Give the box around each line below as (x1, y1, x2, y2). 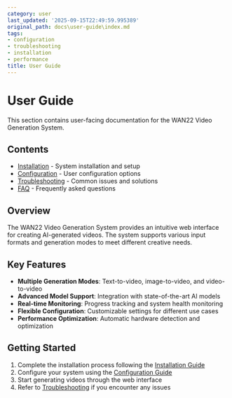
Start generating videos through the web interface (17, 376, 163, 384)
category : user (7, 10, 52, 18)
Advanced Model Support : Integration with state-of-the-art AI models (17, 292, 221, 300)
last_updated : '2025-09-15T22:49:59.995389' (7, 17, 139, 24)
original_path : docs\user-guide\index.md (7, 23, 130, 30)
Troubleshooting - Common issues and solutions (17, 177, 158, 186)
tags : (7, 29, 23, 37)
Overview (7, 205, 51, 217)
